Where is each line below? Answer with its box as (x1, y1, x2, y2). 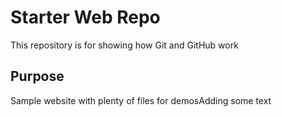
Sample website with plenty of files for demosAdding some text (10, 94, 272, 106)
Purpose (10, 68, 65, 85)
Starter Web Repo (10, 6, 161, 29)
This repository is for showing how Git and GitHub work (10, 39, 239, 51)
